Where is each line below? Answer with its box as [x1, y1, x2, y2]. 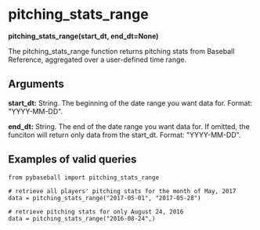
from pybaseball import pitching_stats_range [8, 174, 159, 181]
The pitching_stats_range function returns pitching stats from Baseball [8, 46, 235, 56]
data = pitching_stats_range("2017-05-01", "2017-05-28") [8, 194, 201, 202]
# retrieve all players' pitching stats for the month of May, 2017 [8, 187, 237, 195]
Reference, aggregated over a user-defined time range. [8, 55, 186, 64]
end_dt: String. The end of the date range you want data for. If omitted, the [8, 121, 251, 131]
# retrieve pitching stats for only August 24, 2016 [8, 207, 184, 216]
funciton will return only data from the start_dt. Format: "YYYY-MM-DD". [8, 130, 241, 139]
